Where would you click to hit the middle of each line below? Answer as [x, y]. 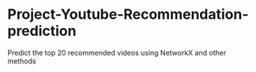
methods [22, 61]
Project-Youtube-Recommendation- [128, 14]
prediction [42, 31]
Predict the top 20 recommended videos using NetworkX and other [117, 52]
